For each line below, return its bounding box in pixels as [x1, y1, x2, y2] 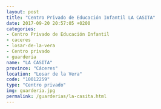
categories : [6, 25, 36, 32]
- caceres [6, 37, 31, 43]
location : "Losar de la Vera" [6, 71, 83, 77]
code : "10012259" [6, 76, 50, 82]
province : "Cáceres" [6, 65, 59, 71]
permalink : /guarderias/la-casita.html [6, 93, 107, 99]
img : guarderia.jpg [6, 88, 56, 94]
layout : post [6, 8, 39, 15]
